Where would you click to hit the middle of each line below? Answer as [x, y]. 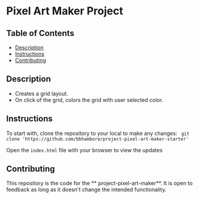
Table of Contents [40, 33]
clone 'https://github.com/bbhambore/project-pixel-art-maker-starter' [97, 139]
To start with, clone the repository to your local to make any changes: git [98, 133]
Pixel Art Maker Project [65, 11]
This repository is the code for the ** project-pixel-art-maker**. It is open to [99, 183]
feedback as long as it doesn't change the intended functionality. [86, 189]
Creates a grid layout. [41, 94]
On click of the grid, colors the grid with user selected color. [89, 99]
